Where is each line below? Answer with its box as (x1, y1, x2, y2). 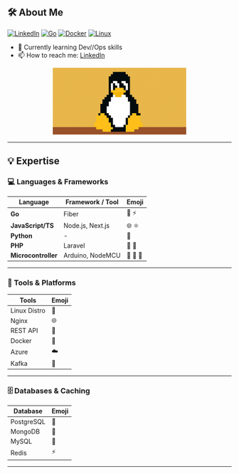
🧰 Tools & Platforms (7, 278, 76, 288)
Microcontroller (10, 251, 58, 260)
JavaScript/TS (10, 221, 55, 230)
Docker (10, 336, 32, 344)
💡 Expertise (7, 155, 60, 167)
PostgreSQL (10, 417, 46, 426)
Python (10, 231, 33, 240)
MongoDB (10, 427, 41, 436)
